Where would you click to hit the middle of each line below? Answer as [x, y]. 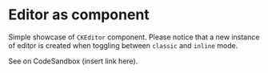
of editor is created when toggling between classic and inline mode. [123, 45]
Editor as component [79, 15]
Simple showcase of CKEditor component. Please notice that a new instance [134, 37]
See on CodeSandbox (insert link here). [73, 61]
